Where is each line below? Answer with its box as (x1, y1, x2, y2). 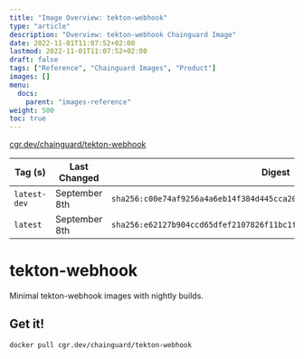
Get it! (9, 316, 45, 332)
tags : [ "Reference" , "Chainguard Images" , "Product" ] (9, 64, 217, 73)
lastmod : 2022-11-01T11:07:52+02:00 (9, 47, 147, 56)
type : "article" (9, 22, 71, 31)
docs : (17, 89, 39, 98)
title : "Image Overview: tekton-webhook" (9, 13, 168, 23)
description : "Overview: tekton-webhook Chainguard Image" (9, 30, 237, 39)
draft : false (9, 55, 59, 64)
